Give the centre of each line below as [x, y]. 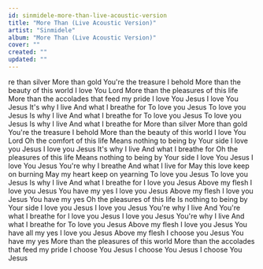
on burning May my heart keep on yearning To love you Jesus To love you [128, 174]
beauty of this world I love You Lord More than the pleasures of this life [123, 90]
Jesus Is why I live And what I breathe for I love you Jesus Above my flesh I [130, 182]
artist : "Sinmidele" [42, 30]
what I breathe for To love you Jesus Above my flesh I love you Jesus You [128, 224]
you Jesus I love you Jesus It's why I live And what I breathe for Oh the [123, 149]
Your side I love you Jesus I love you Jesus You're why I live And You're [124, 207]
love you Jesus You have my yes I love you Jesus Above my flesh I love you [131, 191]
